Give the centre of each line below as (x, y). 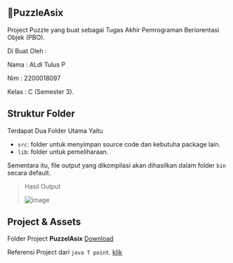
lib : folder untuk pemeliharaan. (63, 151)
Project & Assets (44, 222)
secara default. (29, 173)
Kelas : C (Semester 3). (41, 91)
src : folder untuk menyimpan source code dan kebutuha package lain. (119, 144)
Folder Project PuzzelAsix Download (60, 238)
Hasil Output (42, 186)
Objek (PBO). (26, 37)
